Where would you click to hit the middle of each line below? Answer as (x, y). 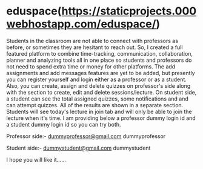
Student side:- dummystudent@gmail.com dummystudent (78, 148)
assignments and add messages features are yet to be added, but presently (101, 73)
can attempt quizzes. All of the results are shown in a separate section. (95, 105)
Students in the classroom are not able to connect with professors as (92, 41)
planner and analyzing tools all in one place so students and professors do (99, 60)
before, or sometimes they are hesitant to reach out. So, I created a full (95, 47)
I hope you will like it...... (36, 159)
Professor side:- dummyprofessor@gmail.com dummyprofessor (86, 136)
